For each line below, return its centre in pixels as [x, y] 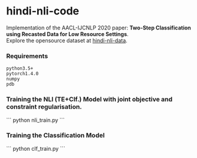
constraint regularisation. [44, 107]
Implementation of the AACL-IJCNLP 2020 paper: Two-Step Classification [99, 28]
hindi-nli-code [43, 11]
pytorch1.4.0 [22, 74]
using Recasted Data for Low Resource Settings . [67, 34]
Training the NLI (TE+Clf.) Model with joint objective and [89, 99]
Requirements [27, 56]
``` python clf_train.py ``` [36, 148]
